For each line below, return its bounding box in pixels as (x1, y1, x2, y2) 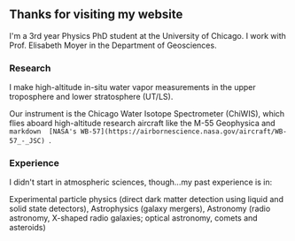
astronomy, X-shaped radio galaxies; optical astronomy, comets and (9, 213, 259, 223)
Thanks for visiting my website (9, 7, 183, 22)
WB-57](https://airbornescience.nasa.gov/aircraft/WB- (80, 127, 288, 136)
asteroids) (9, 222, 46, 233)
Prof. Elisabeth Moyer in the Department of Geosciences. (9, 40, 217, 50)
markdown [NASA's (9, 127, 77, 136)
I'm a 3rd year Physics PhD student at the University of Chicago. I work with (9, 30, 286, 41)
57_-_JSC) (9, 137, 46, 146)
